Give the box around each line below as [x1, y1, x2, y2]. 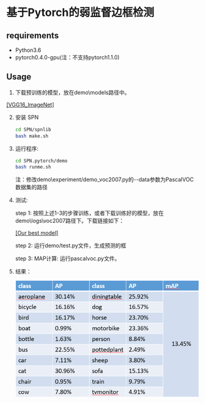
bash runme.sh [15, 164, 51, 170]
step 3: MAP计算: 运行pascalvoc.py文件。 [15, 255, 120, 263]
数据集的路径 [15, 184, 48, 191]
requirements [6, 30, 59, 40]
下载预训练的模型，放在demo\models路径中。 [15, 89, 130, 96]
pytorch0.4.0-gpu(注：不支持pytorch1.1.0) [15, 54, 120, 61]
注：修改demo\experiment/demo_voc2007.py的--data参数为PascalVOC [15, 176, 194, 183]
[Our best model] [15, 230, 59, 237]
